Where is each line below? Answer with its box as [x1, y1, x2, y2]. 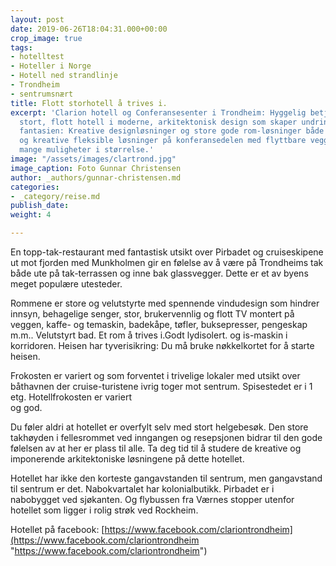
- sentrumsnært [10, 89, 74, 99]
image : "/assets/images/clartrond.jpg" [10, 154, 177, 164]
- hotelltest [10, 52, 65, 62]
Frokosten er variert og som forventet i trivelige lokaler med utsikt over [10, 370, 301, 381]
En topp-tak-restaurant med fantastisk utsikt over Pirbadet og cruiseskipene [10, 246, 324, 258]
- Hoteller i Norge [10, 61, 92, 71]
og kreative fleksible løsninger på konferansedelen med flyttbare [19, 136, 307, 146]
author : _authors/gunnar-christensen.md [10, 172, 182, 183]
